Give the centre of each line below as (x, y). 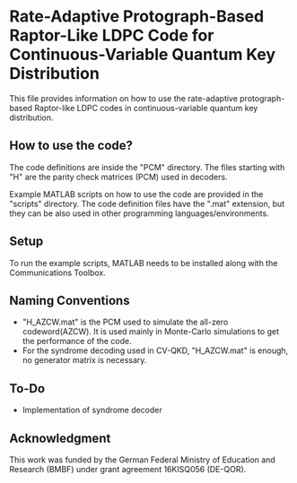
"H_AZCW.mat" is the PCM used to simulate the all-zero (125, 322)
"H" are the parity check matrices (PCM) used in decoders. (118, 177)
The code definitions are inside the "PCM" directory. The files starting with (147, 167)
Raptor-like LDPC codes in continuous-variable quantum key (146, 108)
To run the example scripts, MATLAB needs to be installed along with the (144, 263)
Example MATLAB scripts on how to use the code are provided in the (136, 194)
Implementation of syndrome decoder (92, 410)
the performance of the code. (77, 341)
